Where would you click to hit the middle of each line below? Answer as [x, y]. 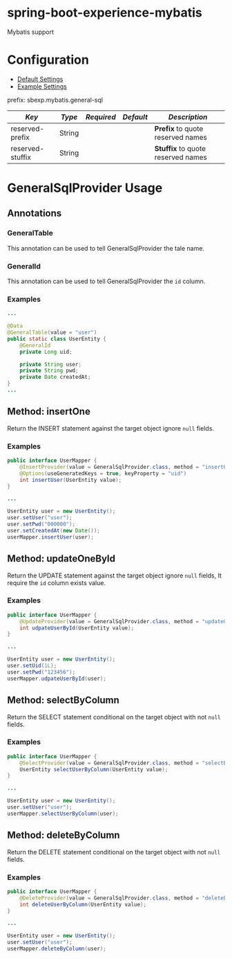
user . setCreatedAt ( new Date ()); [54, 530]
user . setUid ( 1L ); [32, 666]
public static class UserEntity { [57, 339]
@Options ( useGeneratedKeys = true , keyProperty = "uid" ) [103, 473]
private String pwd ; [49, 371]
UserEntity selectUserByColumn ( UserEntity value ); [94, 769]
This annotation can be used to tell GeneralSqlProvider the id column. [106, 281]
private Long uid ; [46, 352]
